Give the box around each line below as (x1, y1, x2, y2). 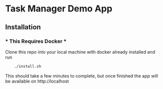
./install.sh (14, 64, 41, 69)
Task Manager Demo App (5, 3, 112, 14)
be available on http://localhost (5, 78, 69, 84)
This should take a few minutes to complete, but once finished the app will (5, 73, 158, 79)
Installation (5, 23, 41, 31)
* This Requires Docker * (5, 38, 66, 45)
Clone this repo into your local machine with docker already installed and (5, 49, 155, 55)
